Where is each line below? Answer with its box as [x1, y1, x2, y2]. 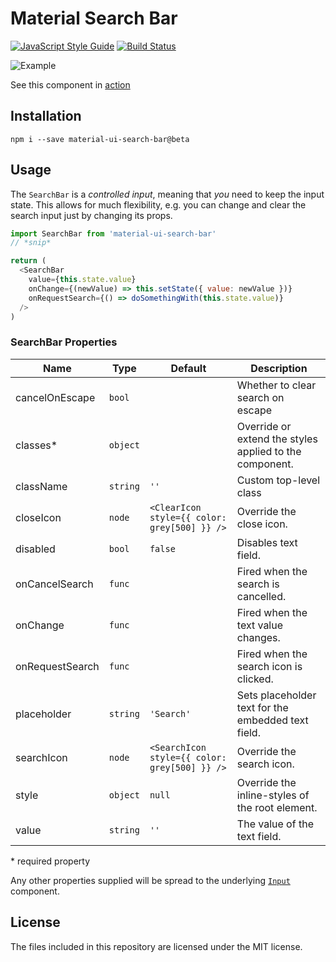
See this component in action [10, 78, 131, 91]
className [15, 479, 68, 493]
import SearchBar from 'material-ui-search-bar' [10, 228, 217, 239]
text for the [236, 700, 289, 714]
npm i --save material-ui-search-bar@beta [10, 134, 190, 144]
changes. [236, 630, 281, 644]
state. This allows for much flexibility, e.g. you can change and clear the [10, 198, 307, 211]
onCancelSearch [15, 577, 94, 591]
